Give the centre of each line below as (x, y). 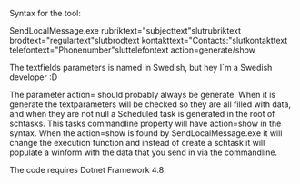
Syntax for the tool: (45, 13)
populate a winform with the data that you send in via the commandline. (144, 152)
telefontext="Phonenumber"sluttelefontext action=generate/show (133, 50)
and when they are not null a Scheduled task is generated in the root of (142, 114)
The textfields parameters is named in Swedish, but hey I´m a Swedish (141, 68)
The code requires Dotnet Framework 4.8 (87, 170)
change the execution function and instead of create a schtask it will (137, 143)
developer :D (34, 77)
